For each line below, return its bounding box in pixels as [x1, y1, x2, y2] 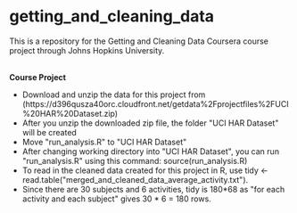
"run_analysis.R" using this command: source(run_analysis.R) [21, 155, 248, 166]
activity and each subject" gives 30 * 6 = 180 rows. [21, 193, 211, 204]
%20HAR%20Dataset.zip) [21, 108, 119, 119]
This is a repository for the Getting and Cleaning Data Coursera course [9, 36, 269, 46]
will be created [21, 127, 78, 137]
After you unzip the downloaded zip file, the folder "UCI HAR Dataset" [21, 118, 279, 128]
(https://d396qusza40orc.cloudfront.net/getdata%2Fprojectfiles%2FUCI [21, 98, 289, 109]
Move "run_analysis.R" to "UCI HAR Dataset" [21, 136, 187, 147]
